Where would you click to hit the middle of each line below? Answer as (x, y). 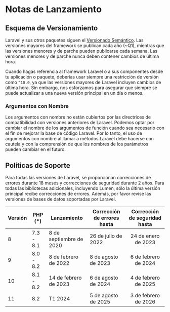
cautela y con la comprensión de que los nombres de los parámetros (77, 144)
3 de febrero (145, 296)
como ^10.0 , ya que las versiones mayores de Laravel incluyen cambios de (83, 82)
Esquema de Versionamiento (52, 28)
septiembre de (66, 239)
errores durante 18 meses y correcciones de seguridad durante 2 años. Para (85, 183)
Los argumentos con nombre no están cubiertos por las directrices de (78, 117)
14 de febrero (65, 278)
